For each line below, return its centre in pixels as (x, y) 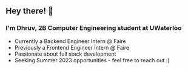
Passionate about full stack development (65, 54)
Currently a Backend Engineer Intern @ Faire (70, 41)
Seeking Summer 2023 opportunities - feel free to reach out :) (92, 60)
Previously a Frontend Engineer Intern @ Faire (72, 47)
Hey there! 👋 (30, 11)
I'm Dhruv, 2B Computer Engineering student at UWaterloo (94, 28)
